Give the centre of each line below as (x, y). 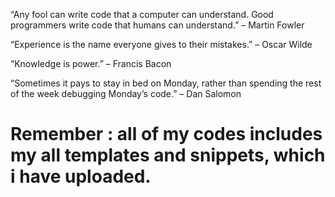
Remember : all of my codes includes (166, 134)
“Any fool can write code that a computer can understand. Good (142, 14)
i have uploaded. (81, 176)
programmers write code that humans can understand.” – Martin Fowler (157, 25)
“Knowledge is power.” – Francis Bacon (91, 63)
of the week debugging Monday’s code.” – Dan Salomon (126, 93)
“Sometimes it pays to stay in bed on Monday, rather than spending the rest (166, 83)
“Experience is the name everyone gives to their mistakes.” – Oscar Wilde (161, 44)
